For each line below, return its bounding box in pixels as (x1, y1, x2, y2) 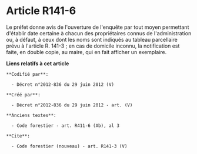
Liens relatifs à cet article (6, 60, 69, 67)
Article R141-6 (6, 4, 76, 18)
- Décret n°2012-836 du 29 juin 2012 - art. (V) (11, 102, 133, 108)
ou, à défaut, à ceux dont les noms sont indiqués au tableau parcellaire (6, 36, 178, 43)
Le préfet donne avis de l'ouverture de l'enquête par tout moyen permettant (6, 24, 189, 31)
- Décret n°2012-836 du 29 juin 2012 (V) (11, 81, 115, 88)
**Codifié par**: (6, 71, 49, 77)
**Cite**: (6, 133, 31, 139)
